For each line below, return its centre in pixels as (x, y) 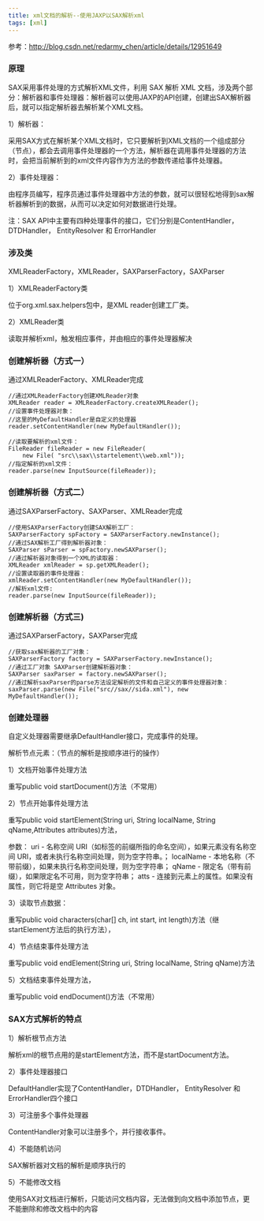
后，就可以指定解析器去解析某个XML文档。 (78, 107)
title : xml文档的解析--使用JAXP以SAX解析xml (76, 15)
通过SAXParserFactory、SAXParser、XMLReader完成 (95, 511)
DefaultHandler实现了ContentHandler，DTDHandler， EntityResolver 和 (125, 1088)
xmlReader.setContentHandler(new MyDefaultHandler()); (100, 580)
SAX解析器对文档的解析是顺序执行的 (67, 1165)
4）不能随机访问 (35, 1148)
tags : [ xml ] (28, 23)
